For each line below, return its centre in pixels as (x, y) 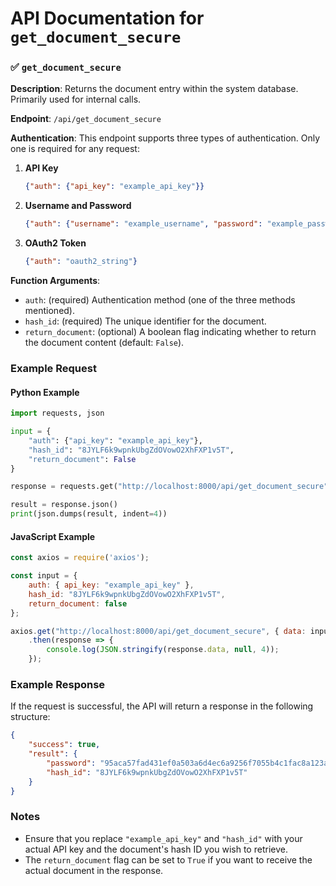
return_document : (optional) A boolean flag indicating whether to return (170, 332)
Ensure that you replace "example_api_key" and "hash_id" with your (163, 838)
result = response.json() (64, 505)
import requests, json (57, 413)
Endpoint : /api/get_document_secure (86, 119)
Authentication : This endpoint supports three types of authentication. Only (165, 138)
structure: (30, 717)
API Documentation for (107, 18)
